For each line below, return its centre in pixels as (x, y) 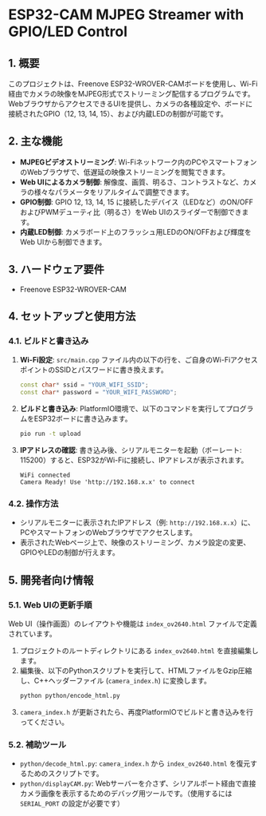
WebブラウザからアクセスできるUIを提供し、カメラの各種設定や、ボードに (131, 104)
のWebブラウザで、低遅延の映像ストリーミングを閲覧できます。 (124, 172)
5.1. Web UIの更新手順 (51, 604)
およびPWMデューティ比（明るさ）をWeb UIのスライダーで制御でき (131, 212)
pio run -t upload (50, 434)
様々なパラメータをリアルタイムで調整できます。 (113, 192)
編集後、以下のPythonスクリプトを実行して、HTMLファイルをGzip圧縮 (136, 670)
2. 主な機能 (35, 141)
